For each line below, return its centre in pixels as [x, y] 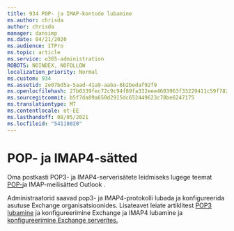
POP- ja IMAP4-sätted [72, 158]
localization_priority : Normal [53, 72]
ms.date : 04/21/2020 [37, 40]
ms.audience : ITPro [36, 46]
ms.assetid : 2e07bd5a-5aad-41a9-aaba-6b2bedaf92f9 [82, 85]
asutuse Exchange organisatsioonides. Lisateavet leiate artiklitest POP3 [110, 205]
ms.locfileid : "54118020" [45, 124]
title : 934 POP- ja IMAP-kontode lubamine [70, 14]
